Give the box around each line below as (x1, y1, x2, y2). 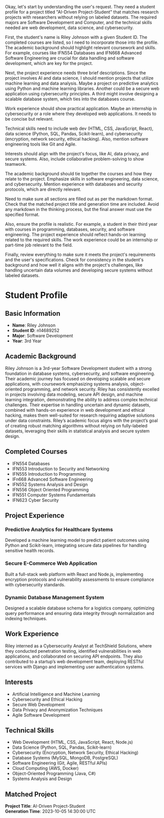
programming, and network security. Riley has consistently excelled (23, 386, 160, 392)
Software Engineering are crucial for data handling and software (5, 55, 135, 61)
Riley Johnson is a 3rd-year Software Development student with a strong (5, 365, 152, 371)
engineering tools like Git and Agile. (5, 141, 77, 147)
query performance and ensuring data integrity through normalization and (5, 610, 154, 616)
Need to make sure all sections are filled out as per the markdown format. (5, 196, 153, 202)
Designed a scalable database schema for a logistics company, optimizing (5, 605, 155, 611)
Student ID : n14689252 (12, 328, 60, 333)
